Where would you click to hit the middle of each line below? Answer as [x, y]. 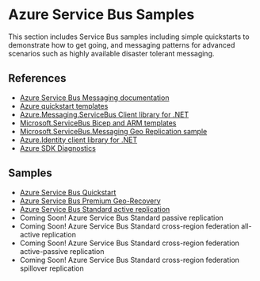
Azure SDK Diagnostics [58, 148]
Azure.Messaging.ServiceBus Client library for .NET [104, 114]
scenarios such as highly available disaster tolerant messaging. [111, 53]
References [37, 78]
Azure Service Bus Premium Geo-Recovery [90, 201]
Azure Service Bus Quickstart [68, 192]
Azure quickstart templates [64, 106]
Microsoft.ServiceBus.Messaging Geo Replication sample [113, 131]
